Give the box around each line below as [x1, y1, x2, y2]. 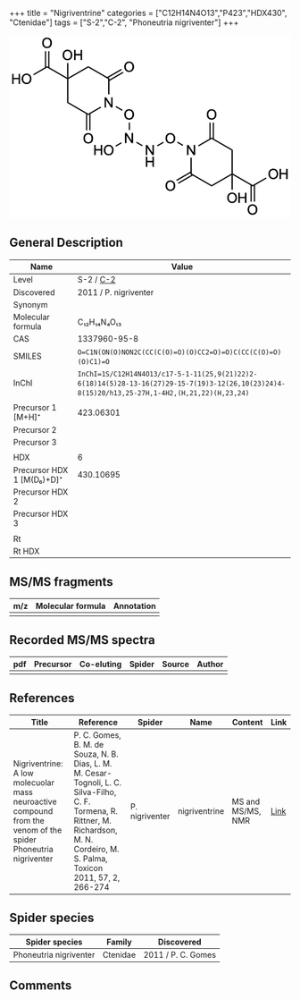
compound [12, 806, 54, 817]
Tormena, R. [73, 806, 119, 817]
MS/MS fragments [9, 574, 113, 589]
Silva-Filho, [73, 787, 117, 798]
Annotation [112, 600, 156, 611]
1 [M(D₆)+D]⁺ [12, 474, 63, 485]
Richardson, [73, 825, 118, 835]
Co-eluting [79, 658, 122, 669]
